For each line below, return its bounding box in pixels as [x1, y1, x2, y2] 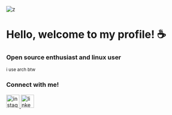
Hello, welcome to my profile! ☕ [6, 28, 167, 41]
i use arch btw [6, 66, 36, 73]
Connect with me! [6, 81, 59, 89]
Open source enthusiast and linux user [6, 53, 122, 62]
